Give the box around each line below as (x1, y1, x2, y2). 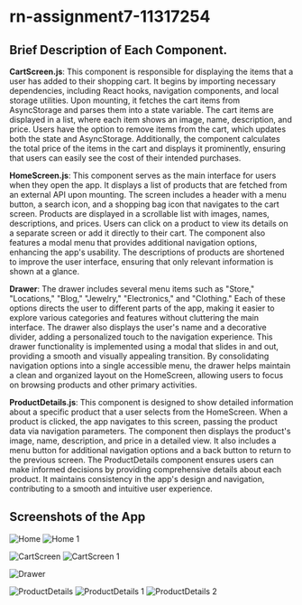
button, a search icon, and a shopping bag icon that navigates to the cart (9, 199, 279, 209)
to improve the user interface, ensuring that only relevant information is (9, 256, 274, 267)
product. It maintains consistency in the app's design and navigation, (9, 474, 265, 484)
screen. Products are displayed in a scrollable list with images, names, (9, 209, 270, 219)
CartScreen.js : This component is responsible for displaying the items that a (9, 66, 294, 77)
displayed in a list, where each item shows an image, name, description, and (9, 115, 293, 125)
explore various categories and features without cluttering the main (9, 312, 260, 322)
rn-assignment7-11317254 (9, 6, 211, 27)
